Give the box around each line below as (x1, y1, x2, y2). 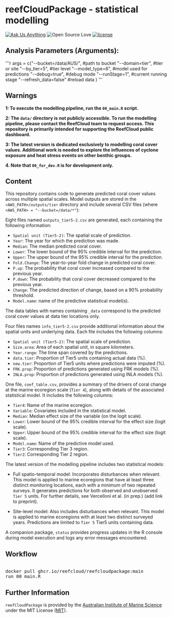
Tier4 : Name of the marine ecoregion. (12, 402, 93, 408)
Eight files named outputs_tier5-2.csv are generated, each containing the (5, 217, 163, 223)
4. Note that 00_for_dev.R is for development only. (5, 162, 114, 168)
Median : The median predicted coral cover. (12, 243, 102, 250)
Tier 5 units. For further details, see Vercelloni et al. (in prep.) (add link (12, 493, 163, 499)
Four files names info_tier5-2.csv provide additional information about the (5, 323, 164, 329)
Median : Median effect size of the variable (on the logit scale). (12, 413, 142, 419)
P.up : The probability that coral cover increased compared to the (12, 265, 150, 271)
